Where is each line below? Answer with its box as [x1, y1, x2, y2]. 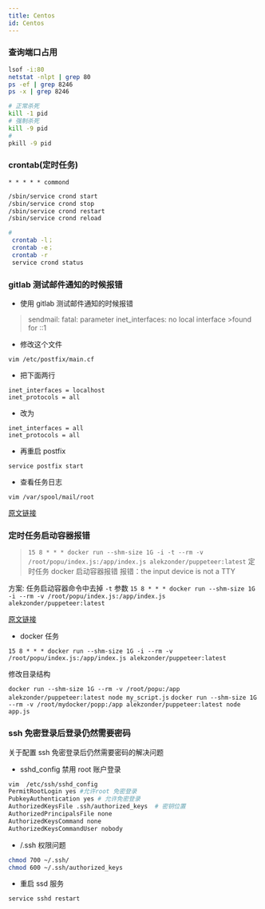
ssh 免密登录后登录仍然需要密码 [8, 728, 132, 739]
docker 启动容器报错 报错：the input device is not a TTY [50, 567, 235, 576]
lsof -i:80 [8, 65, 45, 73]
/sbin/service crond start [8, 192, 98, 200]
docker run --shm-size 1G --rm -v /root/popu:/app [8, 686, 180, 694]
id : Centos [8, 19, 45, 27]
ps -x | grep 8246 [8, 88, 69, 96]
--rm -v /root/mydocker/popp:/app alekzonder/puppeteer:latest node [8, 701, 241, 709]
